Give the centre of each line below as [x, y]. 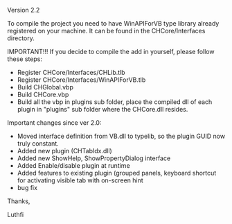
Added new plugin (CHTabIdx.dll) [64, 151]
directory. [21, 38]
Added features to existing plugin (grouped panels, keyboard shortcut [117, 173]
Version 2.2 [24, 10]
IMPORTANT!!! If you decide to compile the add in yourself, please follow [111, 52]
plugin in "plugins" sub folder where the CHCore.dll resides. [102, 109]
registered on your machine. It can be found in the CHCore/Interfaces [106, 31]
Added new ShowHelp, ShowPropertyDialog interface [94, 158]
